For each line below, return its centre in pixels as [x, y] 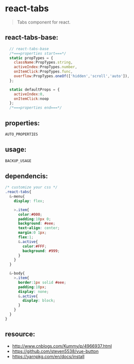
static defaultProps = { [35, 89]
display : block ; [39, 301]
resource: [20, 334]
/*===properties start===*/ [38, 53]
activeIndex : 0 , [29, 94]
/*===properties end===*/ [36, 108]
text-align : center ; [39, 228]
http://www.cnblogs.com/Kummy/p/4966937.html [62, 346]
